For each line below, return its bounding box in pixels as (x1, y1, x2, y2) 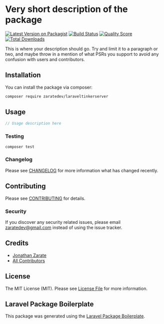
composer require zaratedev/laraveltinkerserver (5, 94, 108, 99)
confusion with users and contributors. (5, 56, 85, 62)
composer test (5, 144, 35, 149)
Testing (5, 133, 24, 140)
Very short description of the (5, 4, 128, 15)
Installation (5, 71, 41, 80)
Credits (5, 239, 29, 247)
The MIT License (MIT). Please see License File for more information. (5, 285, 147, 291)
